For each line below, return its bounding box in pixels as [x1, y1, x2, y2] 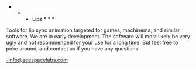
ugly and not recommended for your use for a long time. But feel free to [6, 39, 178, 46]
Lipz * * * [32, 16, 54, 22]
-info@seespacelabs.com [6, 56, 68, 63]
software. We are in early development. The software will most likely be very [6, 33, 190, 39]
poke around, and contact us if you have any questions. [6, 45, 140, 52]
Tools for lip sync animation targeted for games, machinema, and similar [6, 27, 180, 34]
